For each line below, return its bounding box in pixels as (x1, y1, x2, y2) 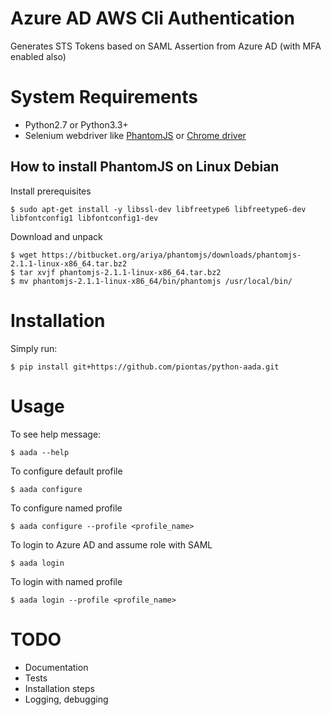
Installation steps (24, 682, 95, 694)
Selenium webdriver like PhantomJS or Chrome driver (24, 129, 247, 141)
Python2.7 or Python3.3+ (24, 118, 129, 131)
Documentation (24, 661, 89, 673)
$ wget (10, 250, 38, 260)
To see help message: (10, 428, 102, 440)
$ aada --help (10, 447, 70, 457)
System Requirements (10, 86, 198, 109)
